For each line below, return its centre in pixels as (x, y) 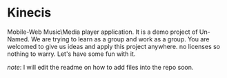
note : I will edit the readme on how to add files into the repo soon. (100, 67)
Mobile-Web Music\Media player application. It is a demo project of (102, 32)
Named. (18, 39)
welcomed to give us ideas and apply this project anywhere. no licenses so (114, 46)
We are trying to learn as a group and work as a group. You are (120, 39)
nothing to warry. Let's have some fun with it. (71, 54)
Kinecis (29, 13)
